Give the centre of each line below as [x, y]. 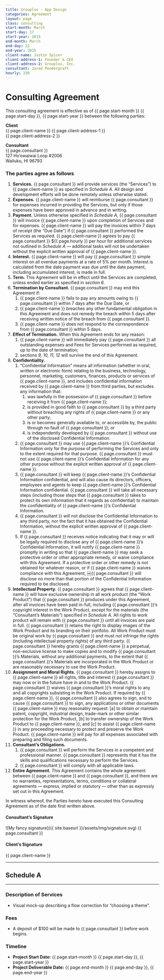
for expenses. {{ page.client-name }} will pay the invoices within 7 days [84, 225]
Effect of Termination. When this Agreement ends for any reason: [79, 334]
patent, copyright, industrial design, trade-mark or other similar [76, 714]
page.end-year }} [30, 973]
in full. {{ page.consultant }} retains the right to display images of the [81, 626]
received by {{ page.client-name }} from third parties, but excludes [87, 387]
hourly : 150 [18, 73]
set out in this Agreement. [38, 792]
